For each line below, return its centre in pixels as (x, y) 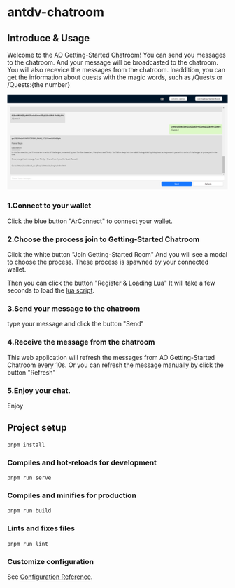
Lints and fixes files (41, 528)
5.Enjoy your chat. (39, 390)
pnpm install (26, 445)
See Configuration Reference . (50, 577)
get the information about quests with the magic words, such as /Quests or (115, 77)
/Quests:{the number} (39, 85)
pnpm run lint (28, 544)
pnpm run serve (29, 478)
